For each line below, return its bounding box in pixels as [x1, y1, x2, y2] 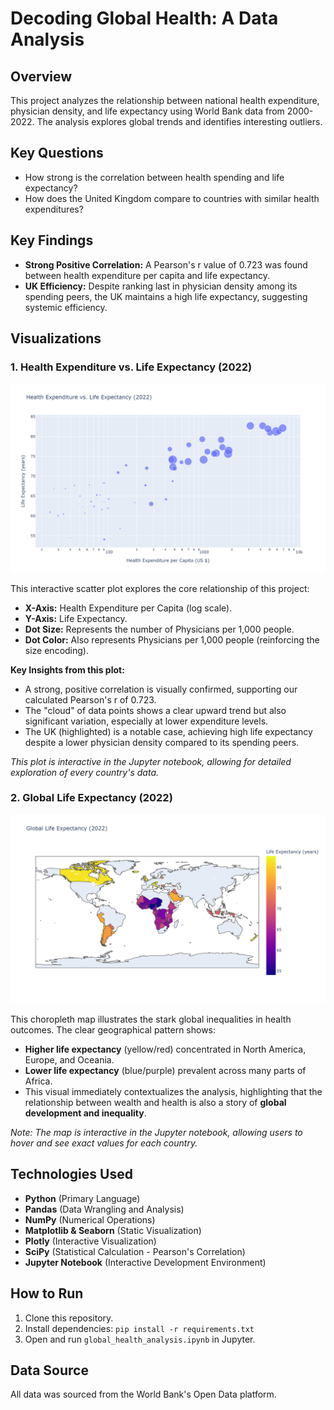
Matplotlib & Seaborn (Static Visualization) [24, 1224, 202, 1236]
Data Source [10, 1362, 89, 1379]
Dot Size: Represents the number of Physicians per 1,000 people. [24, 623, 295, 635]
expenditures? [24, 203, 84, 215]
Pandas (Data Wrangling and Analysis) [24, 1203, 185, 1215]
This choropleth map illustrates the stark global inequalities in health [10, 1013, 292, 1026]
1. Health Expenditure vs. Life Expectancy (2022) [10, 360, 253, 374]
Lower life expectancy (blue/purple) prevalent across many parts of [24, 1065, 307, 1077]
